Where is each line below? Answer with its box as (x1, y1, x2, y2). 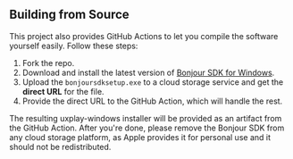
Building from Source (9, 7, 130, 22)
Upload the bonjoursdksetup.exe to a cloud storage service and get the (21, 76, 284, 88)
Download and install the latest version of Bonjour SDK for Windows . (21, 67, 275, 78)
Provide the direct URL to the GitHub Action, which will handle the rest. (21, 96, 283, 106)
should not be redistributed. (9, 141, 112, 152)
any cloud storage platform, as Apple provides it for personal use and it (9, 131, 271, 142)
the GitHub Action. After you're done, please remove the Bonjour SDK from (9, 122, 285, 133)
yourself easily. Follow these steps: (9, 40, 138, 51)
